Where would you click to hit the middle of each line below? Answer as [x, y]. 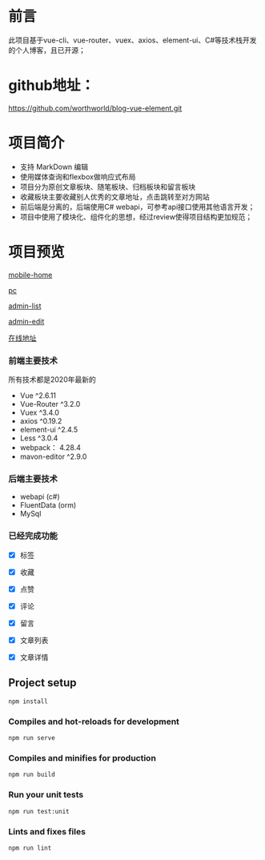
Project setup [43, 683]
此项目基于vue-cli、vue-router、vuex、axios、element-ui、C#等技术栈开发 [133, 40]
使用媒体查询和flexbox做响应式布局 [78, 176]
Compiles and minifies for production [82, 758]
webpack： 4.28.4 [50, 448]
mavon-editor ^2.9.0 [53, 456]
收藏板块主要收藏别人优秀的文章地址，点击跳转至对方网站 [114, 196]
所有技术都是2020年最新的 [52, 380]
